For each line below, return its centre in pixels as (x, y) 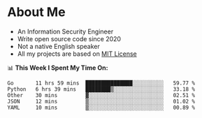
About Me (36, 12)
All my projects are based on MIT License (77, 54)
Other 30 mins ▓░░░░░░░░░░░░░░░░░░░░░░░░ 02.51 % (101, 95)
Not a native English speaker (58, 46)
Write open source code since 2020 (69, 38)
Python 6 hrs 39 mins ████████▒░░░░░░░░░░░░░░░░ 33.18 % (101, 89)
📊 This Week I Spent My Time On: (58, 68)
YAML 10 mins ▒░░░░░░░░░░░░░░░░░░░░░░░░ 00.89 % (101, 108)
